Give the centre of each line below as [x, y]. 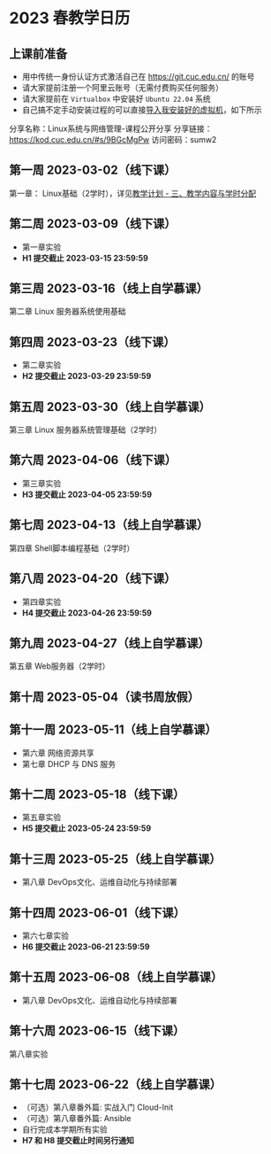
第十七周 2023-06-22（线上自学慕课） [116, 1084]
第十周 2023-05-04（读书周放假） [105, 697]
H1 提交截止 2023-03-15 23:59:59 [85, 258]
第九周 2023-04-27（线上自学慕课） [109, 643]
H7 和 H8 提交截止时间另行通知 [78, 1141]
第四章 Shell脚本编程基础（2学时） [72, 548]
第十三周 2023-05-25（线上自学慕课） [115, 859]
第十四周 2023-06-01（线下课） [97, 913]
